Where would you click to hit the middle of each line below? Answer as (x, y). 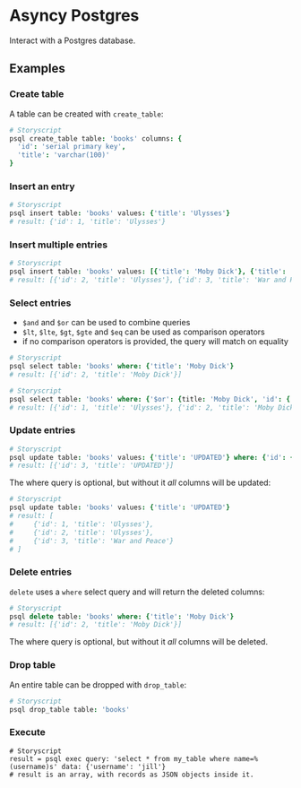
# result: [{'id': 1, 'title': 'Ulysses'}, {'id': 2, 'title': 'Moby (142, 407)
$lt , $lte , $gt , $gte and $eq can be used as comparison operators (144, 332)
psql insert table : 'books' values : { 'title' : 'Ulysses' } (120, 213)
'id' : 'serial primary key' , (72, 147)
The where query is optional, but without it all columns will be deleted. (139, 642)
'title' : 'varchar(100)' (64, 155)
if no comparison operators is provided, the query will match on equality (155, 342)
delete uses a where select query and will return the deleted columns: (137, 592)
